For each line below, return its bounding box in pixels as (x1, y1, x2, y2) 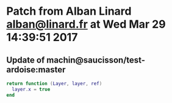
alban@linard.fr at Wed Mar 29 (6, 17, 166, 31)
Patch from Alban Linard (6, 4, 132, 18)
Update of (6, 55, 45, 65)
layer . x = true (12, 86, 51, 93)
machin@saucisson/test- (46, 55, 145, 65)
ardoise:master (6, 64, 66, 75)
